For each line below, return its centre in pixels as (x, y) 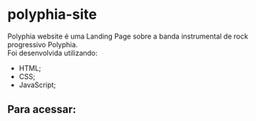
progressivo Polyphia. (43, 44)
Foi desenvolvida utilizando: (52, 53)
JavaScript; (37, 85)
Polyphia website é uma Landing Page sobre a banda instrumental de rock (128, 36)
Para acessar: (42, 110)
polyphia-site (52, 15)
